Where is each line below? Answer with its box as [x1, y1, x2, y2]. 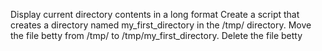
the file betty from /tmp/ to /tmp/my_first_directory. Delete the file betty [10, 30, 303, 41]
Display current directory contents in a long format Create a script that [10, 9, 300, 20]
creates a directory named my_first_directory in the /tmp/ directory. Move [10, 19, 312, 31]
